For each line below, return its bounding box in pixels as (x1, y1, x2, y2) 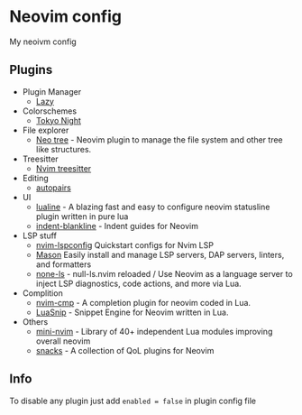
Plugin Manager (22, 86, 82, 97)
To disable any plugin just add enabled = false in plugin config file (9, 395, 257, 406)
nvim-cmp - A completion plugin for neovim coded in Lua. (35, 297, 251, 308)
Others (22, 316, 49, 327)
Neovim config (9, 6, 122, 27)
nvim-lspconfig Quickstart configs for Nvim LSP (35, 239, 215, 250)
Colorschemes (22, 106, 78, 116)
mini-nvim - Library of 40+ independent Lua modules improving (35, 326, 273, 337)
